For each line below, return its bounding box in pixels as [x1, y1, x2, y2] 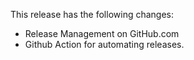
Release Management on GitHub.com [24, 28, 180, 39]
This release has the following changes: [10, 9, 175, 20]
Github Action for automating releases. [24, 39, 185, 50]
